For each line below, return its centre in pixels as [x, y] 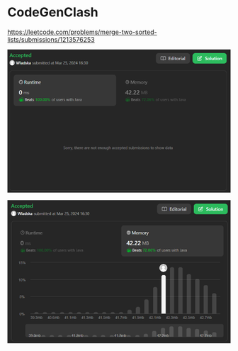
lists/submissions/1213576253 [51, 39]
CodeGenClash [53, 12]
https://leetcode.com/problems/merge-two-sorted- [82, 32]
